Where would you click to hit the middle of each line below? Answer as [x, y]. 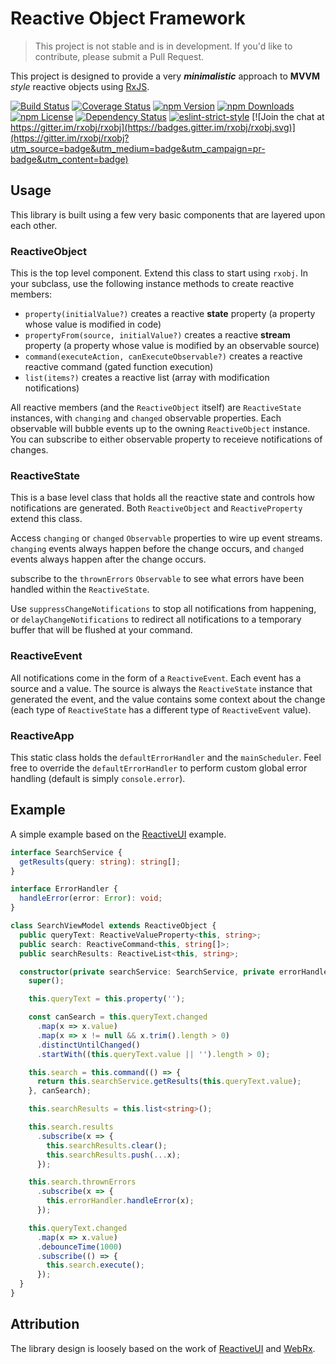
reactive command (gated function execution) [119, 367]
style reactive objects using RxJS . [80, 86]
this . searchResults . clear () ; [107, 1145]
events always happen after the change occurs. [108, 559]
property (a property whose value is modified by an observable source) [172, 346]
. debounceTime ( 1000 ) [79, 1247]
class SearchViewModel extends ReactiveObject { [113, 926]
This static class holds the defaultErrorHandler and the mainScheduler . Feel [166, 757]
